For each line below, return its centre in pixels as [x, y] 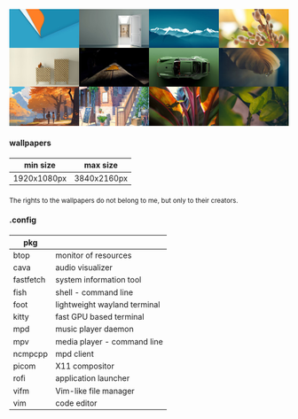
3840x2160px [101, 178]
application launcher [93, 378]
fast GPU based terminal [100, 317]
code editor [76, 403]
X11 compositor [85, 366]
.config [23, 220]
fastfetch [29, 280]
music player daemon [95, 329]
